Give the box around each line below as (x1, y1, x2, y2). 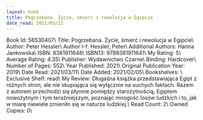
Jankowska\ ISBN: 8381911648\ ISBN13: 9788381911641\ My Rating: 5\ (6, 49, 181, 57)
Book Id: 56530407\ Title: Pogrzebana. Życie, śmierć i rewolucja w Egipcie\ (6, 37, 194, 44)
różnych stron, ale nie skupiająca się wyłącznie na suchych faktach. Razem (6, 81, 194, 89)
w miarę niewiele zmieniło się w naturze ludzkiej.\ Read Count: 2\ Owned (6, 101, 188, 108)
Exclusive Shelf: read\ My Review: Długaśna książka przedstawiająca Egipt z (6, 75, 197, 82)
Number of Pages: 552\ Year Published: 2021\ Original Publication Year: (6, 62, 185, 69)
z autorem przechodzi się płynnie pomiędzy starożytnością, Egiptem (6, 88, 178, 95)
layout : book (6, 8, 39, 15)
